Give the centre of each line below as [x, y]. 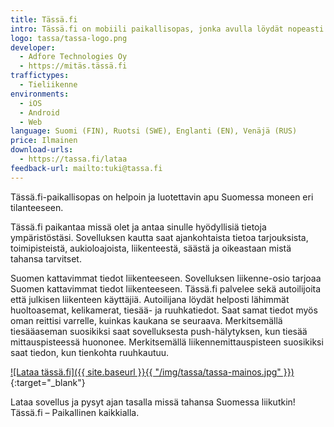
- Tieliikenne [48, 85]
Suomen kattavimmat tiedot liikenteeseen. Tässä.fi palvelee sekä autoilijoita [166, 288]
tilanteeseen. [37, 207]
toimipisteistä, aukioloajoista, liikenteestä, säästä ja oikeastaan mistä [151, 248]
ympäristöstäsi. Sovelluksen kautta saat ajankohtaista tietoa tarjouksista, [159, 237]
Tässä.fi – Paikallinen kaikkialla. [75, 412]
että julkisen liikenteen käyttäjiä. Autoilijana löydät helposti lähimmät [150, 299]
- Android [39, 112]
